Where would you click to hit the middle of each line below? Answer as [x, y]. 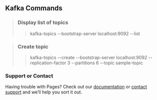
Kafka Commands [34, 8]
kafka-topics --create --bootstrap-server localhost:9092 [89, 57]
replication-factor [48, 63]
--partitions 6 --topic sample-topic [107, 63]
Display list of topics [43, 23]
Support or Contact [29, 76]
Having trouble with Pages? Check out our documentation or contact [76, 87]
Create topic [33, 46]
